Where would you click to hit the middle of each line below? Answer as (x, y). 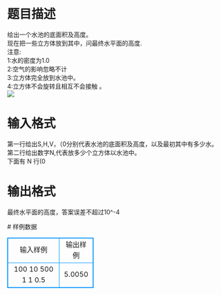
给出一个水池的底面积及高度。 (49, 34)
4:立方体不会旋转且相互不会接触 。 (56, 86)
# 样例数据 (22, 226)
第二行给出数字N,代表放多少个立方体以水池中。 (74, 152)
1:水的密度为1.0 (28, 60)
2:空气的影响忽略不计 (37, 69)
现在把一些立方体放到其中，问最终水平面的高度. (75, 43)
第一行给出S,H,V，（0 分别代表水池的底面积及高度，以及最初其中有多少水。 (112, 144)
